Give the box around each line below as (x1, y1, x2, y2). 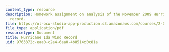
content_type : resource (5, 7, 55, 12)
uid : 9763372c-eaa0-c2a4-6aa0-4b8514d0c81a (5, 40, 98, 45)
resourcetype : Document (5, 30, 55, 35)
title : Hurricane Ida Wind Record (5, 35, 78, 40)
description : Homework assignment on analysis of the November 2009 (5, 12, 152, 17)
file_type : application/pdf (5, 26, 64, 31)
